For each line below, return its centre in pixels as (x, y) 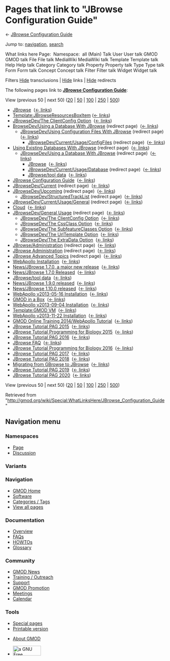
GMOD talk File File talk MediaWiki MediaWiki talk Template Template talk (82, 59)
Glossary (22, 548)
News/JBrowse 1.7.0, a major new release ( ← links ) (66, 267)
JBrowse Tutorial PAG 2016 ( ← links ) (51, 337)
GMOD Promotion (31, 588)
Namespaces (22, 436)
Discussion (24, 453)
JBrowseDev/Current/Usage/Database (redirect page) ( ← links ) (94, 169)
